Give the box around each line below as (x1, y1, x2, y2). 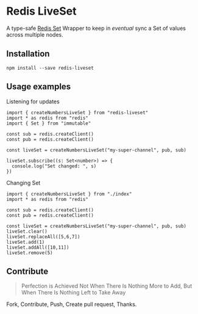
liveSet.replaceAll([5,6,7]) (6, 233, 80, 239)
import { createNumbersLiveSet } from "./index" (6, 191, 132, 197)
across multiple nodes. (6, 31, 64, 38)
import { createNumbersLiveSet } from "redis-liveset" (6, 109, 149, 115)
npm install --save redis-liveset (6, 65, 94, 71)
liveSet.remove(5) (6, 249, 53, 256)
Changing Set (6, 179, 41, 186)
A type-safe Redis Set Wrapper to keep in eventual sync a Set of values (6, 24, 186, 32)
